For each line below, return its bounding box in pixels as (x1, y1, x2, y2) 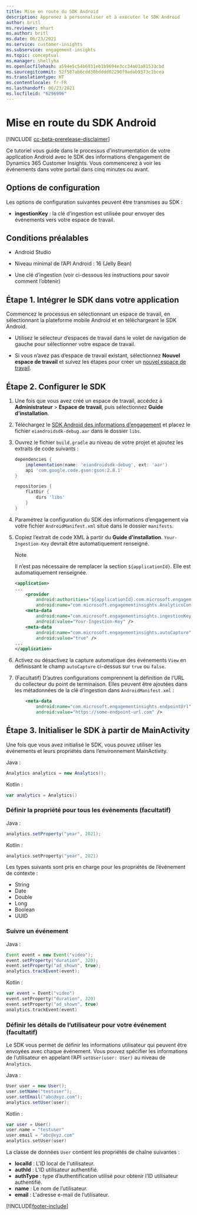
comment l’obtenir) (14, 278, 61, 285)
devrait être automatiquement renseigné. (50, 540, 149, 547)
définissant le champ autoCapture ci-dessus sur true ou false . (14, 663, 166, 670)
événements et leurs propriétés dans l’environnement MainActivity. (6, 747, 168, 754)
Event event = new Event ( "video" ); (6, 952, 94, 958)
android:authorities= (36, 597, 89, 603)
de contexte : (6, 869, 38, 877)
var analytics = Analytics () (6, 792, 78, 798)
